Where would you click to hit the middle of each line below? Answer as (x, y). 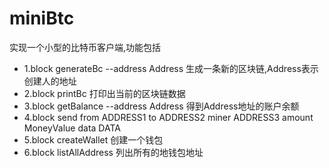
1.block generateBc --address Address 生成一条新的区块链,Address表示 (171, 68)
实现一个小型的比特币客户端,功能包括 (85, 47)
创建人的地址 (50, 81)
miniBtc (42, 18)
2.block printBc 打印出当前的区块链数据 (104, 93)
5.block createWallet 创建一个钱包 (93, 139)
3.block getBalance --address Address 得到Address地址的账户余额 (161, 106)
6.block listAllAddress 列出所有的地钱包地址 (113, 152)
